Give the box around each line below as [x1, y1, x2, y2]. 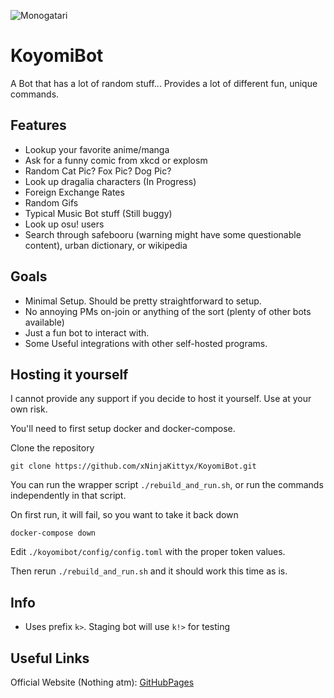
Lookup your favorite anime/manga [24, 143, 170, 155]
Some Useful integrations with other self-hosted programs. [24, 337, 268, 349]
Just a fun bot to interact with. [24, 326, 150, 339]
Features [10, 117, 67, 134]
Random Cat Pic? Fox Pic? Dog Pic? [24, 165, 172, 177]
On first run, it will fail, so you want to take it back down [10, 509, 239, 521]
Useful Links [10, 650, 90, 667]
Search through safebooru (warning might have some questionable [24, 228, 302, 240]
